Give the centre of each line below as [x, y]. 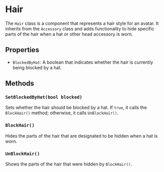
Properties [22, 50]
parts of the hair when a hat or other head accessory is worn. [69, 34]
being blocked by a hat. [37, 67]
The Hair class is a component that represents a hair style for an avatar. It [82, 23]
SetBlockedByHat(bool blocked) [44, 97]
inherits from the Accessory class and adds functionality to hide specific [80, 28]
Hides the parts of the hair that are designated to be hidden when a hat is [81, 136]
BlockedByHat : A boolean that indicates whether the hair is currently [83, 62]
